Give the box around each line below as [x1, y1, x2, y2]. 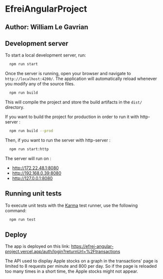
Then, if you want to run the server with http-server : [5, 138, 111, 143]
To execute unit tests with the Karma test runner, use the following [5, 202, 138, 208]
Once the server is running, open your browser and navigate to [5, 71, 131, 77]
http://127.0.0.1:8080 [12, 175, 53, 181]
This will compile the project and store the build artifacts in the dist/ [5, 99, 143, 105]
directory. [5, 104, 24, 110]
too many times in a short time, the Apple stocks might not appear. [5, 268, 139, 274]
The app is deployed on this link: [5, 243, 71, 249]
